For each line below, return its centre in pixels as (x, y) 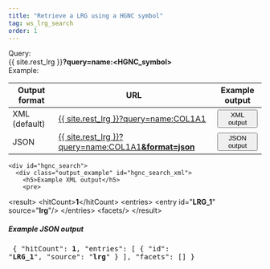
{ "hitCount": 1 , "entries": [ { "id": (91, 249)
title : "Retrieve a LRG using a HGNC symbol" (86, 16)
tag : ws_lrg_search (41, 23)
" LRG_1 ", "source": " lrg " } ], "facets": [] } (102, 257)
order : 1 (23, 31)
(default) (29, 124)
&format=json (168, 147)
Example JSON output (46, 229)
